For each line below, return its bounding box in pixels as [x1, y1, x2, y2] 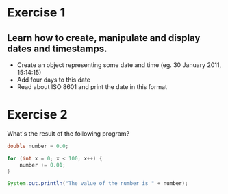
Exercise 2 [7, 107, 68, 123]
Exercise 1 [7, 5, 66, 21]
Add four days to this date [16, 75, 91, 84]
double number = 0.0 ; [7, 143, 69, 149]
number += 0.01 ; [19, 161, 66, 169]
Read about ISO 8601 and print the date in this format [16, 83, 168, 90]
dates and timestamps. [7, 43, 107, 54]
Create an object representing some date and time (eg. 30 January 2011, [16, 61, 221, 69]
